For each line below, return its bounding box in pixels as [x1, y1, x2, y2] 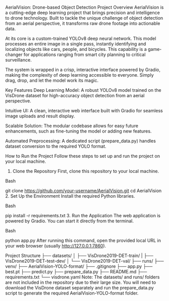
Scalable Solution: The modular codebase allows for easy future [5, 123, 139, 129]
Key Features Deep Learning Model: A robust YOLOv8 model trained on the [5, 87, 161, 93]
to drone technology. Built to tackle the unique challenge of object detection [5, 15, 163, 21]
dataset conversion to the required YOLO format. [5, 143, 107, 149]
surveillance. [5, 57, 32, 63]
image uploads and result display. [5, 113, 75, 119]
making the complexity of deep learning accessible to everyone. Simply [5, 72, 154, 78]
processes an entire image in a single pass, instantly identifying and [5, 41, 146, 47]
